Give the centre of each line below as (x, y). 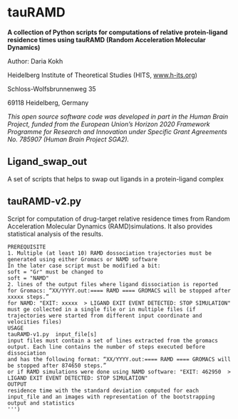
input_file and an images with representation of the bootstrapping (111, 397)
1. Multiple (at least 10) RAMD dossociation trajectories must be (110, 253)
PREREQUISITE (27, 247)
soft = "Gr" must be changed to (55, 272)
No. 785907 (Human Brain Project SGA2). (68, 139)
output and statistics (41, 403)
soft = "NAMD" (29, 278)
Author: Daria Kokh (35, 61)
